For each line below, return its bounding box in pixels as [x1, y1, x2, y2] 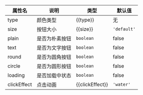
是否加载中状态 [36, 72, 71, 79]
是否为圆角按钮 [36, 54, 71, 61]
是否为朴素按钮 [36, 35, 71, 42]
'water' [113, 82, 131, 87]
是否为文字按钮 [36, 44, 71, 51]
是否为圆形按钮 [36, 63, 71, 69]
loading [7, 72, 25, 78]
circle [7, 63, 21, 69]
